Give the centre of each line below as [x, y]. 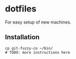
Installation [22, 37]
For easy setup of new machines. [38, 22]
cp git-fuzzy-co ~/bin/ [29, 48]
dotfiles [21, 9]
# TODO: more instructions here [38, 52]
